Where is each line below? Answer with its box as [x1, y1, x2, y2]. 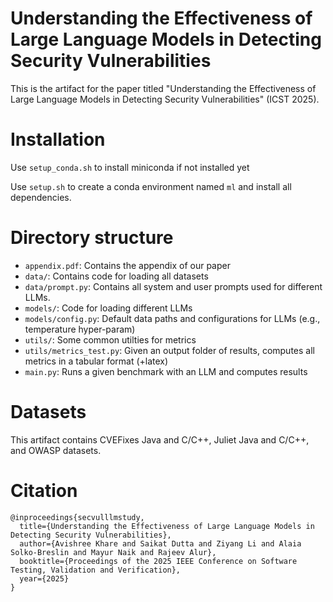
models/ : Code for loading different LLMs [24, 302, 193, 314]
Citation [10, 479, 78, 502]
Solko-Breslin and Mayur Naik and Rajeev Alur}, [10, 547, 217, 557]
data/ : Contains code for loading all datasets [24, 270, 209, 282]
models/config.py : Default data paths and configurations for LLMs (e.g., [24, 312, 321, 324]
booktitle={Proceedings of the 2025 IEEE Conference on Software [19, 556, 298, 566]
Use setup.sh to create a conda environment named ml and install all [10, 180, 292, 192]
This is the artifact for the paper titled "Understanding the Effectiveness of [10, 82, 317, 94]
